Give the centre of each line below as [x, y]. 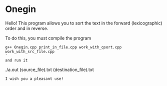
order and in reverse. [27, 28]
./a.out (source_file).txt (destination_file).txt [49, 69]
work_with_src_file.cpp [30, 51]
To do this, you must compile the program [48, 38]
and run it [16, 60]
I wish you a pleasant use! [34, 78]
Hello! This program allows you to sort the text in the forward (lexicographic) [84, 23]
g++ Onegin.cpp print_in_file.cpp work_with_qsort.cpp [63, 47]
